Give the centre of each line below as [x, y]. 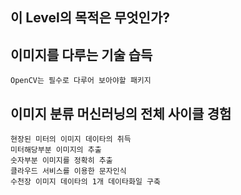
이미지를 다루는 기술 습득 [81, 54]
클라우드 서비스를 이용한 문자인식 [68, 171]
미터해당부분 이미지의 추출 [56, 150]
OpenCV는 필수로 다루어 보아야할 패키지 [81, 81]
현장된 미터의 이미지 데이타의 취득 [71, 139]
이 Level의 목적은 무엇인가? [90, 18]
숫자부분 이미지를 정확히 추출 [61, 161]
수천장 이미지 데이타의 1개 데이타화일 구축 [85, 182]
